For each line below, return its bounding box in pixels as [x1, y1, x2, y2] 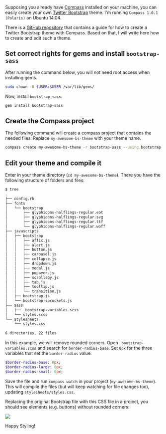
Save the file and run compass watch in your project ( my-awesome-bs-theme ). [5, 378, 157, 384]
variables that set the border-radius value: [5, 350, 92, 356]
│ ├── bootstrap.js [5, 294, 50, 299]
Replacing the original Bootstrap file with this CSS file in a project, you [5, 399, 148, 405]
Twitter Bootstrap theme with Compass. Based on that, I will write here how [5, 30, 160, 35]
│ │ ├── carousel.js [5, 252, 57, 257]
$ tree [5, 187, 19, 192]
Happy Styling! [5, 423, 36, 429]
